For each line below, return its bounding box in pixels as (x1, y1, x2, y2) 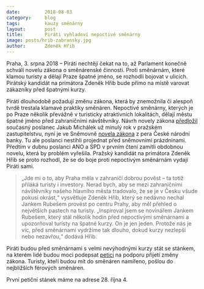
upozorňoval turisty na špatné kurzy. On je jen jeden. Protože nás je (21, 219, 192, 227)
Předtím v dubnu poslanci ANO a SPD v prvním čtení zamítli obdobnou (6, 143, 183, 150)
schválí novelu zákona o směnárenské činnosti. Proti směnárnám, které (6, 66, 185, 73)
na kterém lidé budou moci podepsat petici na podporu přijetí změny (6, 251, 179, 258)
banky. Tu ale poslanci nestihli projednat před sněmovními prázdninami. (6, 136, 186, 144)
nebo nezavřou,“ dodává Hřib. (21, 233, 98, 240)
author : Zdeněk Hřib (6, 43, 75, 49)
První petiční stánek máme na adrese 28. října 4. (6, 276, 128, 283)
